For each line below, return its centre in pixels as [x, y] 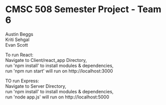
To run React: [19, 55]
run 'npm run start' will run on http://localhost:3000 [59, 71]
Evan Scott [17, 45]
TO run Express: [22, 81]
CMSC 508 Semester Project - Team [83, 9]
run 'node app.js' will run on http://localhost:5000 [57, 97]
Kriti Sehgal [17, 40]
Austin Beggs [19, 34]
